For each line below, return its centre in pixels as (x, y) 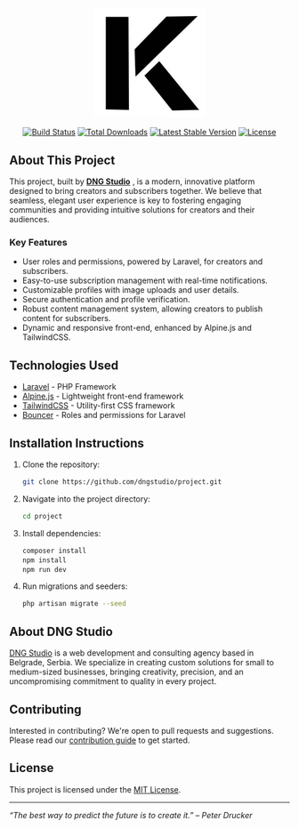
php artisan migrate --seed (74, 604)
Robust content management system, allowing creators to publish (142, 309)
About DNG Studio (61, 631)
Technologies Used (64, 365)
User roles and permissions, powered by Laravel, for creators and (142, 262)
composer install (54, 551)
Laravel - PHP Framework (69, 387)
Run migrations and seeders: (75, 586)
